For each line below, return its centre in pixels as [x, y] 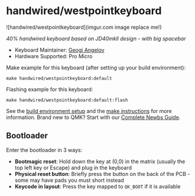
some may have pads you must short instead [69, 180]
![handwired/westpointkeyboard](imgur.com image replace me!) [84, 27]
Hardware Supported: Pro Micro [53, 56]
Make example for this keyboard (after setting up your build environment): [96, 67]
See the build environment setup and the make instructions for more [89, 111]
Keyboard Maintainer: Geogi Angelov [59, 50]
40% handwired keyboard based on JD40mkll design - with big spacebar [96, 38]
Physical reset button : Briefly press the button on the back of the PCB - [102, 174]
